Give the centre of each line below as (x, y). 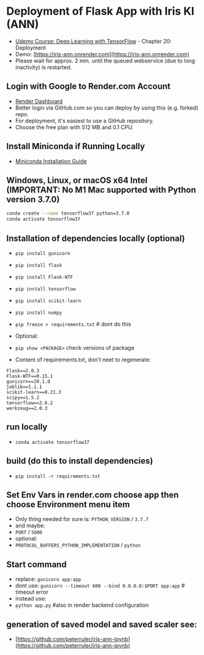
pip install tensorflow (46, 289)
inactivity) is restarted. (43, 67)
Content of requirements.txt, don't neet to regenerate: (83, 360)
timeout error (32, 592)
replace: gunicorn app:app (48, 579)
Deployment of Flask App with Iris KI (100, 11)
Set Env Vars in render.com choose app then (93, 494)
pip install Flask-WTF (44, 277)
